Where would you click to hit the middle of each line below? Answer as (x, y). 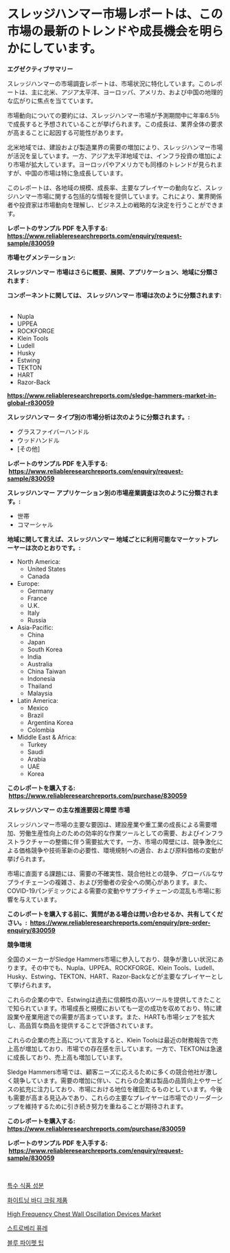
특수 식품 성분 (26, 1186)
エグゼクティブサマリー (40, 69)
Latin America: (37, 700)
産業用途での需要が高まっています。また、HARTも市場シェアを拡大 (120, 1017)
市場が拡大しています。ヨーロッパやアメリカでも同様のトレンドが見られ (115, 164)
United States (47, 569)
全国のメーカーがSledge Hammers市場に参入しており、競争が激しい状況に (113, 959)
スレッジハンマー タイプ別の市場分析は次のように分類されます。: (99, 417)
